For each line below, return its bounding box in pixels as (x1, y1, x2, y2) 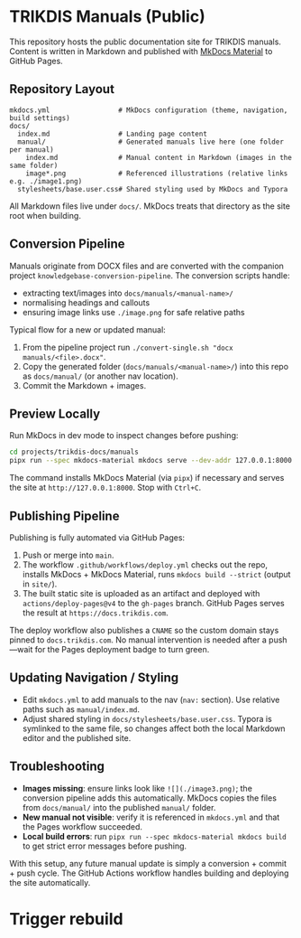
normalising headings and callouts (22, 296, 150, 308)
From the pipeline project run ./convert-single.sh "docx (22, 342, 233, 352)
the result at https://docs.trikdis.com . (22, 607, 169, 618)
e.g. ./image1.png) (9, 176, 83, 186)
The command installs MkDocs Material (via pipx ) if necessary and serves (9, 473, 285, 483)
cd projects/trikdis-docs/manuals (9, 447, 140, 457)
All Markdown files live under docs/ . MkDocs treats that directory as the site (9, 201, 291, 211)
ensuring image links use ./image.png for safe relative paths (22, 306, 245, 317)
